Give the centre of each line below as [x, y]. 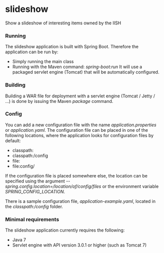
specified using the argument [35, 181]
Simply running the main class [43, 62]
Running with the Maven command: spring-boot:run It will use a [77, 67]
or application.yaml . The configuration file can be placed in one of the [77, 130]
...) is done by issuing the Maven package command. [59, 101]
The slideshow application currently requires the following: [65, 230]
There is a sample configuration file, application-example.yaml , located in [81, 201]
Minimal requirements [32, 219]
